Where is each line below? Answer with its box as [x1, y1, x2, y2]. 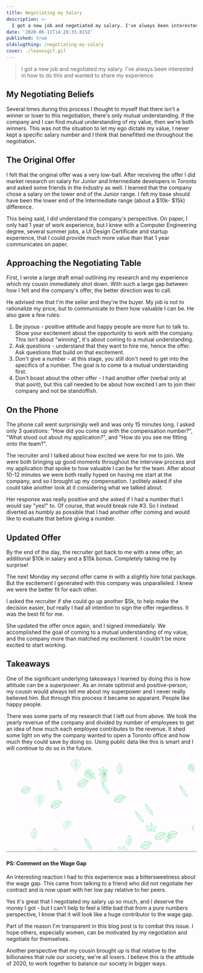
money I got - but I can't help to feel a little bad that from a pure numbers [6, 904, 188, 911]
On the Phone [6, 405, 59, 415]
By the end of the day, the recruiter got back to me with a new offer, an [6, 548, 183, 555]
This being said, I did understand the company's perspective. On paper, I [6, 215, 188, 222]
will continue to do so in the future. [6, 744, 93, 752]
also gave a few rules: [6, 311, 61, 318]
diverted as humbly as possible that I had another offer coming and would [6, 508, 190, 516]
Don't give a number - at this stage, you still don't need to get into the [14, 355, 188, 363]
